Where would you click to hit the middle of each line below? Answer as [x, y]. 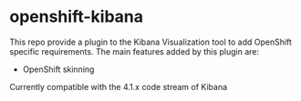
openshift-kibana [77, 17]
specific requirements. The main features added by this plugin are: [135, 51]
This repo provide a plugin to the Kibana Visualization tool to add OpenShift [150, 42]
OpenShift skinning [58, 69]
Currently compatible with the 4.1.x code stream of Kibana [119, 86]
